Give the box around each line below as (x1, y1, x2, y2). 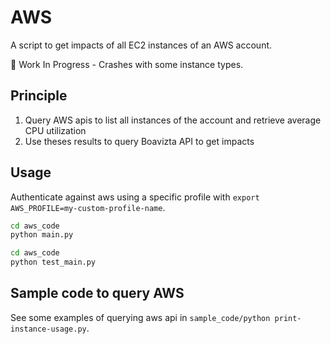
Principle (10, 87, 68, 105)
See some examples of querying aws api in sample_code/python (10, 311, 271, 323)
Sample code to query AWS (10, 285, 185, 302)
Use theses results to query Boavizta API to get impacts (24, 135, 255, 147)
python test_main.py (10, 257, 97, 268)
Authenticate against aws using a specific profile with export (10, 191, 260, 203)
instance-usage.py (10, 324, 87, 334)
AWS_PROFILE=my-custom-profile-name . (10, 201, 166, 213)
